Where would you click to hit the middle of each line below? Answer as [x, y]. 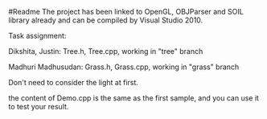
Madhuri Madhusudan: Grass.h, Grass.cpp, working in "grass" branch [124, 67]
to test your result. [39, 107]
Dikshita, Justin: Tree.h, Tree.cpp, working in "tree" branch [106, 51]
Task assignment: [37, 36]
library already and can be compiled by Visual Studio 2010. [106, 20]
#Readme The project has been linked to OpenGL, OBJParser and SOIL [126, 12]
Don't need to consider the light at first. [74, 82]
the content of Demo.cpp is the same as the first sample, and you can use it [134, 98]
